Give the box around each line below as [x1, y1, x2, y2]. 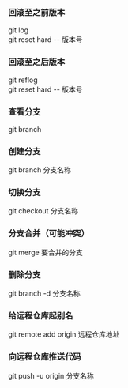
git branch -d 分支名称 [8, 288, 81, 298]
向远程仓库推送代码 [8, 352, 81, 363]
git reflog [8, 75, 38, 85]
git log [8, 25, 29, 35]
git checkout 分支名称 [8, 206, 79, 216]
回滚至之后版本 [8, 57, 66, 68]
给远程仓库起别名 [8, 311, 73, 321]
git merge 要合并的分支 [8, 247, 83, 257]
